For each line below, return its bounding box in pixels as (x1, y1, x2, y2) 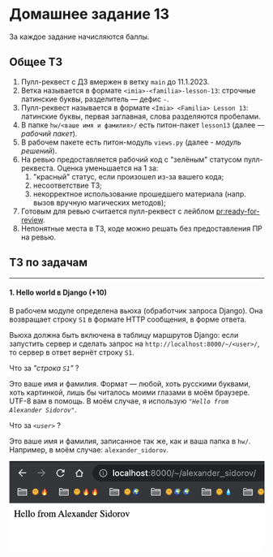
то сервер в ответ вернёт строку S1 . (9, 347, 134, 357)
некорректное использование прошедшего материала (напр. (32, 188, 246, 199)
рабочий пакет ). (20, 128, 78, 138)
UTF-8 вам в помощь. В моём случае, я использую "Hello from (9, 395, 229, 406)
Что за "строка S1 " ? (9, 363, 79, 373)
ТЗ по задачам (9, 256, 88, 270)
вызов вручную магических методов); (32, 197, 167, 207)
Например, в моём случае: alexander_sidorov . (9, 444, 169, 455)
